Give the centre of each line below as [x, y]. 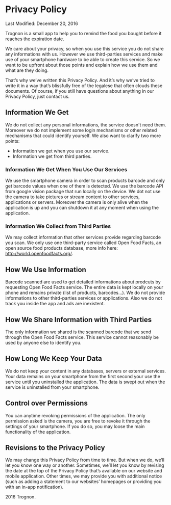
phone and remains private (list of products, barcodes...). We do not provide [85, 293]
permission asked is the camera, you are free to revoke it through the [78, 421]
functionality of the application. [38, 432]
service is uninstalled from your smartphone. [52, 387]
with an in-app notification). [34, 487]
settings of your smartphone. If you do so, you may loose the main [75, 426]
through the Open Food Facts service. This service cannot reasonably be [82, 337]
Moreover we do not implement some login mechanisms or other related [81, 130]
